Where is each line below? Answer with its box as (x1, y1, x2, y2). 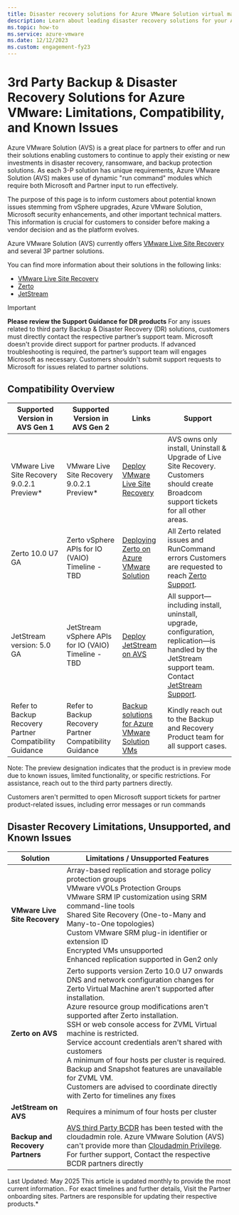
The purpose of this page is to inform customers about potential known (7, 195, 216, 203)
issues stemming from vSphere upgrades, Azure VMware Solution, (7, 202, 203, 211)
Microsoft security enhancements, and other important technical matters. (7, 210, 222, 218)
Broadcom (167, 488, 203, 498)
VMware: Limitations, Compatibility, (7, 105, 225, 121)
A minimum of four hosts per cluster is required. (66, 1055, 226, 1065)
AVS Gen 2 (72, 422, 110, 432)
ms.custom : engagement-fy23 (7, 43, 91, 51)
